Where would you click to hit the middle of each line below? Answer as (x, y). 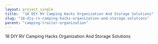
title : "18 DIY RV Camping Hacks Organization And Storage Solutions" (79, 14)
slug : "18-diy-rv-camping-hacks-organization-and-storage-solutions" (77, 18)
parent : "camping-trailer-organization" (47, 23)
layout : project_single (29, 9)
